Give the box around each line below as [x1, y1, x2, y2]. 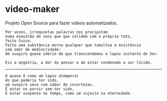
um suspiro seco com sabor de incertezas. [5, 82, 94, 87]
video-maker [5, 3, 60, 15]
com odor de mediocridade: [5, 47, 61, 52]
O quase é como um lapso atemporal [5, 73, 79, 78]
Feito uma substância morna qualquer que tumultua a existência [5, 42, 141, 48]
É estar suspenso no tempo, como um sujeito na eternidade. [5, 91, 133, 96]
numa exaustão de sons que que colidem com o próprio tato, [5, 34, 133, 39]
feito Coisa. [5, 38, 32, 43]
